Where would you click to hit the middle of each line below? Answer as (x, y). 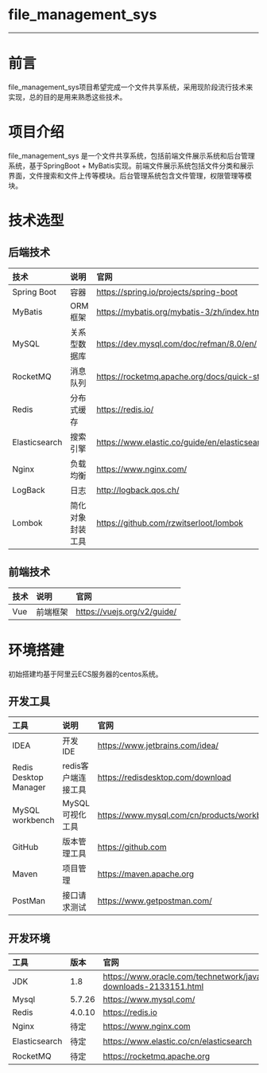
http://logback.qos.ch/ (138, 490)
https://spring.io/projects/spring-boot (167, 292)
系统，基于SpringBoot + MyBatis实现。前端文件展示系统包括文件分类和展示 (131, 166)
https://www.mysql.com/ (149, 1000)
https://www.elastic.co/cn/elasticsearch (178, 1041)
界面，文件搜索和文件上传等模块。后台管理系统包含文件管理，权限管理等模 (130, 175)
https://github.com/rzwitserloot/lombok (170, 523)
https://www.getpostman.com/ (155, 901)
